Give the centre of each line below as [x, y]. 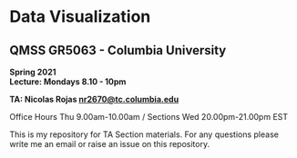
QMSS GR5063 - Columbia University [118, 50]
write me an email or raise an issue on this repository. [110, 144]
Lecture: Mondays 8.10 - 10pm [68, 82]
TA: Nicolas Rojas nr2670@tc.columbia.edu [94, 99]
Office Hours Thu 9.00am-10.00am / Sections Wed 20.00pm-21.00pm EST [149, 117]
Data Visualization [80, 17]
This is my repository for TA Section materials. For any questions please [144, 134]
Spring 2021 [33, 72]
